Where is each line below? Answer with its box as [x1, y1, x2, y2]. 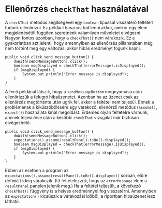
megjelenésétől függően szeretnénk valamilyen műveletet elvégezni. [5, 30, 142, 35]
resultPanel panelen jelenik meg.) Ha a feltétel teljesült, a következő [5, 183, 141, 189]
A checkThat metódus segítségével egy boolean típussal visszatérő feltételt [5, 19, 153, 25]
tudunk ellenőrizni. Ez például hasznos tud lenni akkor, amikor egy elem [5, 24, 147, 30]
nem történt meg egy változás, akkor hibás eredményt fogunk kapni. [5, 45, 141, 51]
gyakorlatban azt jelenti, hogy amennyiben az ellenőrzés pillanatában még [5, 40, 153, 46]
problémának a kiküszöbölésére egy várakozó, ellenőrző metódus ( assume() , [5, 104, 157, 110]
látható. [5, 198, 20, 204]
